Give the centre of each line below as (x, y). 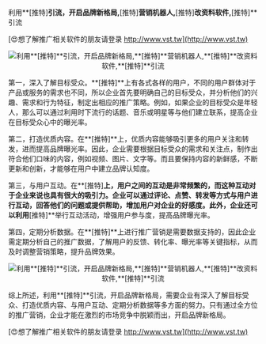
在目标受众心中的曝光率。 (50, 122)
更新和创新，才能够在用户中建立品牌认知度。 (81, 168)
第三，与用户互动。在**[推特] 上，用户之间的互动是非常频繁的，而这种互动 (129, 185)
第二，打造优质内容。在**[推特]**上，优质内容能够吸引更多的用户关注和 (125, 139)
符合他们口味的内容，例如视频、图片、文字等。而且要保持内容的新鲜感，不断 (133, 159)
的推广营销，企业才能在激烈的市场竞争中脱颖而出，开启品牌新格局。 (119, 315)
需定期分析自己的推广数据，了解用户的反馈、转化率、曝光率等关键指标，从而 (133, 242)
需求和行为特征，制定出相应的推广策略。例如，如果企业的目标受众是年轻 (140, 102)
